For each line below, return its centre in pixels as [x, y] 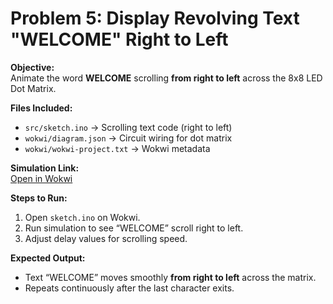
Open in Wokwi [41, 178]
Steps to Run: [39, 198]
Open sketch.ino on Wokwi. [82, 217]
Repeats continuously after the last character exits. [129, 288]
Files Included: [41, 108]
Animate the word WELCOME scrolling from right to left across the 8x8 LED [166, 78]
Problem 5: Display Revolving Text [155, 18]
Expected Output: [48, 258]
